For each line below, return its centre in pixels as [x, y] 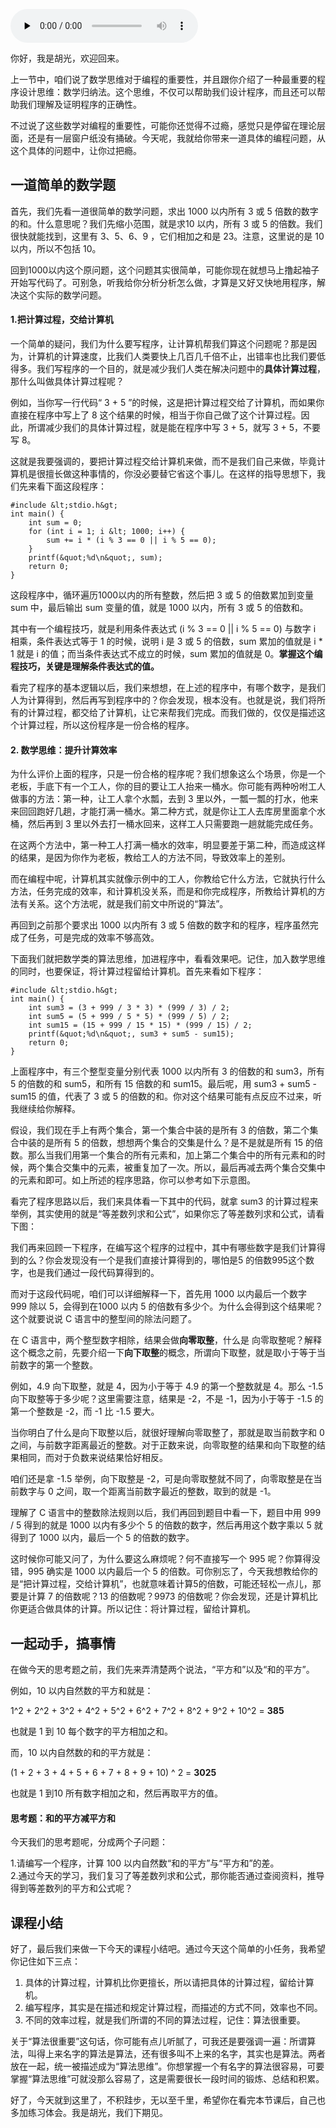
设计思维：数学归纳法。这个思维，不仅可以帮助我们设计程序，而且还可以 [167, 92]
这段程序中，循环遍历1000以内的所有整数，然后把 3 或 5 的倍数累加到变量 [162, 595]
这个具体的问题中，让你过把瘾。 [76, 150]
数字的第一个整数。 [58, 1365]
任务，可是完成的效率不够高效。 [93, 938]
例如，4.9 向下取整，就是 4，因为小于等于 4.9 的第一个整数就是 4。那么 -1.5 [167, 1386]
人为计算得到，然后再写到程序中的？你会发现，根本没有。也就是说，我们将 [163, 700]
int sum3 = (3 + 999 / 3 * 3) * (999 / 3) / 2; [129, 1008]
